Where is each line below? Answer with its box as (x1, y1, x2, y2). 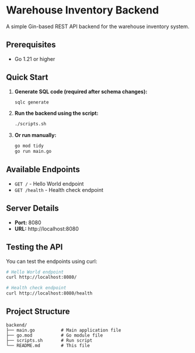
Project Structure (6, 307, 70, 317)
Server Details (6, 203, 60, 214)
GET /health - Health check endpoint (14, 186, 104, 193)
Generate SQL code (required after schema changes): (14, 88, 148, 95)
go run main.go (14, 149, 52, 155)
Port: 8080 (14, 219, 42, 226)
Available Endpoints (6, 164, 81, 174)
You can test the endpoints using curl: (6, 258, 97, 265)
